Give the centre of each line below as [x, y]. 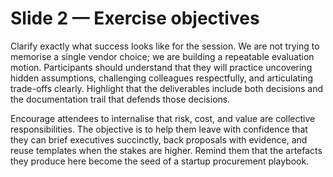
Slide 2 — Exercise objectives [135, 18]
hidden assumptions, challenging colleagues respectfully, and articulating [162, 78]
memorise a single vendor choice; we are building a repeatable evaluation [162, 56]
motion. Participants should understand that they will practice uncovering [161, 67]
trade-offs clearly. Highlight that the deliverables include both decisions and [167, 88]
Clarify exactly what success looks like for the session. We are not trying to [165, 46]
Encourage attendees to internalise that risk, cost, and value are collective [163, 118]
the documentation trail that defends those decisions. [120, 99]
